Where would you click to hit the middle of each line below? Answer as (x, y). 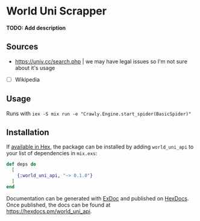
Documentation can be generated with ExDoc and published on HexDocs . (98, 198)
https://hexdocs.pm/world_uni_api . (49, 211)
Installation (28, 133)
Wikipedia (27, 79)
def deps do (21, 164)
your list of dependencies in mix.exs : (52, 153)
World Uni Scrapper (57, 11)
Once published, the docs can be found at (58, 205)
